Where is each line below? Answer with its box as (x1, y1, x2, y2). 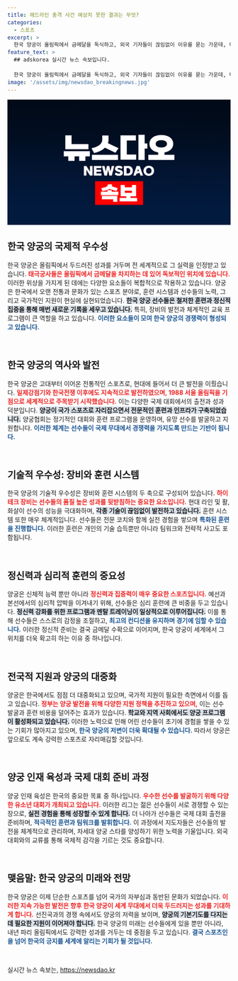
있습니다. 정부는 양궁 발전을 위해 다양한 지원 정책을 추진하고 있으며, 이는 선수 (14, 700, 225, 708)
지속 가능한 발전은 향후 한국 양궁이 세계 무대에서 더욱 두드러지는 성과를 (20, 901, 212, 909)
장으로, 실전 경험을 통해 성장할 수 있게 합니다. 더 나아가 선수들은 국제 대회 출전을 (7, 809, 227, 817)
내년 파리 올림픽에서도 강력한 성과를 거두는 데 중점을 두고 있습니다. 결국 (7, 928, 204, 936)
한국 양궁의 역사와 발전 (7, 359, 101, 371)
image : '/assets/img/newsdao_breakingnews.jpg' (7, 79, 151, 86)
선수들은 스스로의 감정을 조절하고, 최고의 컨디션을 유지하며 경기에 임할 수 (14, 616, 214, 625)
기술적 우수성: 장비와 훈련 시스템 (7, 469, 140, 481)
